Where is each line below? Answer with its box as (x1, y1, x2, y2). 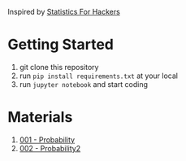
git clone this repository (19, 62, 99, 72)
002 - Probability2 (19, 143, 81, 153)
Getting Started (7, 36, 115, 54)
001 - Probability (19, 134, 75, 145)
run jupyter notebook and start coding (19, 79, 148, 89)
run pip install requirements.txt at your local (19, 71, 178, 80)
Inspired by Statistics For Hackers (7, 7, 121, 16)
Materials (7, 108, 73, 127)
